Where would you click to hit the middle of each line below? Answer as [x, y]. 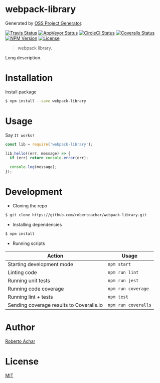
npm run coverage [128, 289]
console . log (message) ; [33, 167]
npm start [119, 264]
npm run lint [123, 272]
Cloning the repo [30, 206]
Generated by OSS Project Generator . [44, 23]
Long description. [23, 57]
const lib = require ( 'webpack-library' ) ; [49, 144]
